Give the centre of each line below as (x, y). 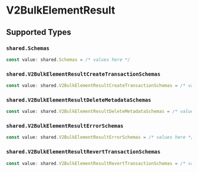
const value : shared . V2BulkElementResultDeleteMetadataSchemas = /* (92, 112)
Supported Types (39, 32)
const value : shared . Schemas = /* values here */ (68, 60)
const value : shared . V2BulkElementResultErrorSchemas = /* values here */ (100, 137)
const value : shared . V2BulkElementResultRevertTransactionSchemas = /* (96, 163)
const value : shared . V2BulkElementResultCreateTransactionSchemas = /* (96, 86)
